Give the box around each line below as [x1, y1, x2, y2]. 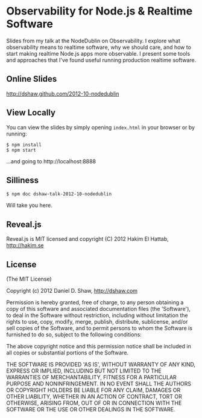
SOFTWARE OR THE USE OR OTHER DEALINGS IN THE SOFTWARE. [6, 406, 175, 413]
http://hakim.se [6, 242, 44, 249]
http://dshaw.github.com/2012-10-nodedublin [6, 90, 119, 97]
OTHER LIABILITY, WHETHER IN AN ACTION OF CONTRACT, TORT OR [6, 393, 182, 400]
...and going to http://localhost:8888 [6, 157, 96, 165]
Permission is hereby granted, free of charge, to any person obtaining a [6, 299, 184, 306]
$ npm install [6, 142, 42, 148]
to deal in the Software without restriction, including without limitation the [6, 312, 188, 319]
